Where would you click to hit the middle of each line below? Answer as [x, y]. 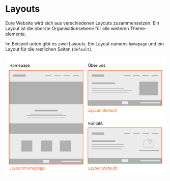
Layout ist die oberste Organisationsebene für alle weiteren [67, 28]
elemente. [16, 34]
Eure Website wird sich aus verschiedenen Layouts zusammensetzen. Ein [82, 23]
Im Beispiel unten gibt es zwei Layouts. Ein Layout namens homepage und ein [85, 43]
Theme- [138, 28]
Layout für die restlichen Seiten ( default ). [49, 49]
